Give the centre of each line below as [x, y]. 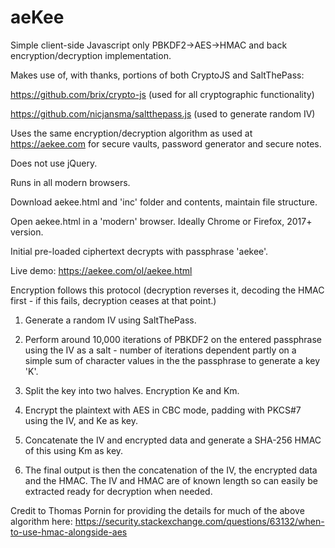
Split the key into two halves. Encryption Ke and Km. [132, 390]
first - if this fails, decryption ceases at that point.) [113, 300]
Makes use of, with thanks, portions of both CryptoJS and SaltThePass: [157, 75]
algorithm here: [41, 521]
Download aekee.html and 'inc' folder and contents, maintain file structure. [164, 202]
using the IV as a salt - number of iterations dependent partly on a [160, 350]
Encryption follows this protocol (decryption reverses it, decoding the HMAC [167, 290]
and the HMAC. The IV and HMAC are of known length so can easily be [171, 480]
